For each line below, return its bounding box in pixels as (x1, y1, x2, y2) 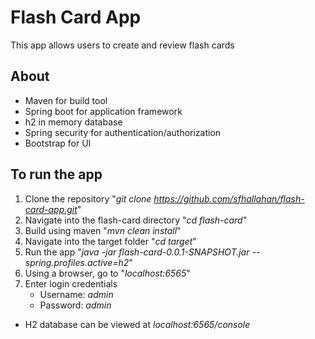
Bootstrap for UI (24, 137, 92, 149)
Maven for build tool (24, 94, 108, 106)
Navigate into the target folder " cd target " (24, 235, 197, 247)
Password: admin (39, 299, 112, 311)
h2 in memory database (24, 116, 123, 128)
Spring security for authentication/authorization (24, 126, 222, 138)
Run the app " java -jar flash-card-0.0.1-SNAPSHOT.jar (24, 246, 250, 258)
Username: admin (39, 288, 114, 300)
